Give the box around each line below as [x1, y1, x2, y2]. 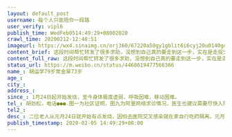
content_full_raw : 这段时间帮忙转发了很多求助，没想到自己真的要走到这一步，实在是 [7, 55, 222, 62]
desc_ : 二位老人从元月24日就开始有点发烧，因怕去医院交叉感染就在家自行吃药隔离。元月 [7, 113, 226, 120]
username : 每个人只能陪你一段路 [7, 17, 90, 24]
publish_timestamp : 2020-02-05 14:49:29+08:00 [7, 119, 144, 127]
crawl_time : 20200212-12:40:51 [7, 36, 97, 43]
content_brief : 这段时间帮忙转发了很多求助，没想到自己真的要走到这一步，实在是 [7, 49, 213, 56]
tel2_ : [7, 107, 26, 113]
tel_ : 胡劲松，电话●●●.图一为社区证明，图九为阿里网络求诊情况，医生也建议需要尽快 [7, 100, 218, 107]
